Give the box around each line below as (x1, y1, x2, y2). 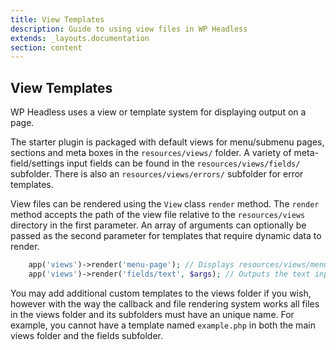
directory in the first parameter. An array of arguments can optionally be (10, 219, 307, 231)
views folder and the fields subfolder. (10, 329, 164, 341)
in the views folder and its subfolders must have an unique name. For (10, 308, 295, 320)
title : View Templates (10, 14, 105, 25)
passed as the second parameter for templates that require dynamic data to (10, 230, 322, 242)
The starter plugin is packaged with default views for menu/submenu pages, (10, 136, 325, 148)
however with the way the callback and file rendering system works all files (10, 297, 320, 310)
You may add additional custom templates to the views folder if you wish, (10, 287, 312, 299)
